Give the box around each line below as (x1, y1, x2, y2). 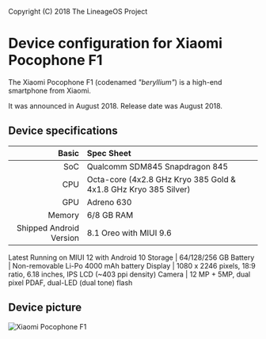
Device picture (8, 301, 82, 314)
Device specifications (8, 124, 119, 138)
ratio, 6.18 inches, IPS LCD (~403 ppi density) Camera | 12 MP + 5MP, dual (8, 269, 251, 279)
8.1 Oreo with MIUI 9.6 (86, 227, 172, 238)
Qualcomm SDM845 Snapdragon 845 (86, 161, 228, 172)
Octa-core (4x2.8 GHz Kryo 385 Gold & (86, 173, 236, 185)
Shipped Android (17, 222, 79, 233)
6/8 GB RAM (86, 209, 134, 220)
